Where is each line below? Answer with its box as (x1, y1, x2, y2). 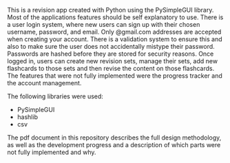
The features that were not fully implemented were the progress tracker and (7, 72, 222, 80)
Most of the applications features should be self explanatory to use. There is (7, 13, 224, 21)
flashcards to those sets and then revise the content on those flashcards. (7, 65, 215, 72)
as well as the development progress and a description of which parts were (7, 141, 221, 149)
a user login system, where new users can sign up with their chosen (7, 21, 200, 28)
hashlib (17, 113, 38, 121)
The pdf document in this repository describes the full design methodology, (7, 133, 222, 142)
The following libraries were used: (7, 92, 103, 100)
